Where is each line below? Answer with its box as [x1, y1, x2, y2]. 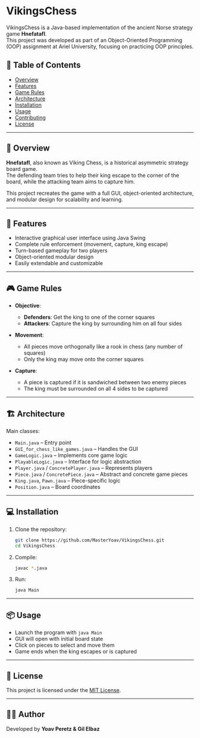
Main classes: [6, 428, 40, 434]
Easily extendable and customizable [14, 260, 103, 267]
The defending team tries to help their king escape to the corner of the [6, 172, 180, 179]
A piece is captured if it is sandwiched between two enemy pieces [23, 379, 187, 386]
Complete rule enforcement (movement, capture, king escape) [14, 241, 168, 248]
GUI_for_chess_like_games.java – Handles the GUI [14, 446, 138, 452]
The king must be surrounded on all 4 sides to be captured [23, 385, 168, 393]
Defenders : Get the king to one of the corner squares [23, 314, 155, 321]
